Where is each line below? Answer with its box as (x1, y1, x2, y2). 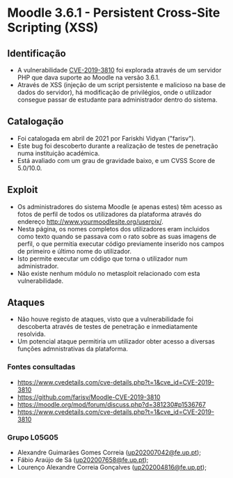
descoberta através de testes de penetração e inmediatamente (17, 323, 198, 331)
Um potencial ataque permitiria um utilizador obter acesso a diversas (17, 337, 216, 346)
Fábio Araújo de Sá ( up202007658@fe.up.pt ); (17, 456, 149, 464)
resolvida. (17, 330, 46, 339)
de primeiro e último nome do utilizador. (17, 247, 132, 255)
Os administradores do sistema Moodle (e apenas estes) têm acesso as (17, 202, 223, 210)
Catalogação (7, 116, 64, 128)
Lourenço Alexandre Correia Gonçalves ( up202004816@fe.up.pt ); (17, 463, 207, 472)
